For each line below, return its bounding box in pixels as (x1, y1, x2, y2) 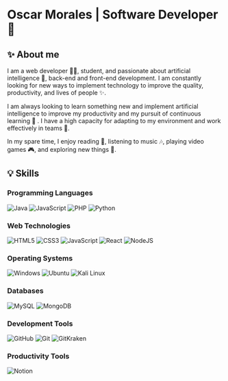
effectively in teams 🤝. (7, 124, 70, 132)
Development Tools (7, 319, 73, 328)
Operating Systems (7, 253, 73, 263)
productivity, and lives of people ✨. (7, 89, 106, 96)
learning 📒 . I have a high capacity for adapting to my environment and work (7, 117, 221, 124)
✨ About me (7, 49, 60, 60)
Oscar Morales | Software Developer (7, 7, 218, 23)
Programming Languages (7, 188, 94, 198)
